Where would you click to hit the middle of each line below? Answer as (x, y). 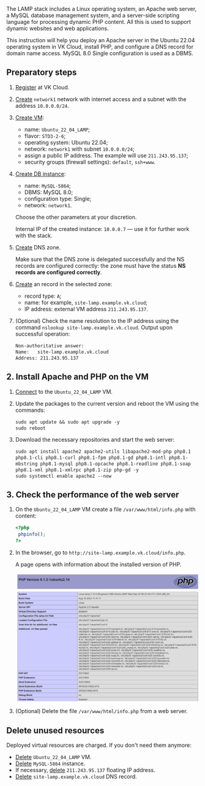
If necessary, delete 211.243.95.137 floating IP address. (85, 770)
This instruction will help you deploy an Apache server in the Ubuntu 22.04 (101, 40)
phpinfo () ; (32, 535)
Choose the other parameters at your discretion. (76, 217)
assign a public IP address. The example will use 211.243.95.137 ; (106, 155)
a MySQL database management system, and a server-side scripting (93, 15)
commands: (30, 410)
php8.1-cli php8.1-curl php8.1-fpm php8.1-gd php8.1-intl (91, 458)
